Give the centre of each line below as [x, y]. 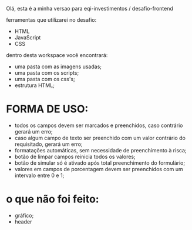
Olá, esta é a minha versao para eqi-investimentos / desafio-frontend [90, 9]
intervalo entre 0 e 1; [39, 175]
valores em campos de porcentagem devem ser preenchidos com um [99, 169]
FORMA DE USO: [47, 109]
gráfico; [24, 215]
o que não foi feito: [53, 199]
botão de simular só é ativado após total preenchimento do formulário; [100, 163]
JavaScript [28, 37]
